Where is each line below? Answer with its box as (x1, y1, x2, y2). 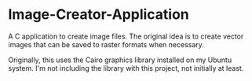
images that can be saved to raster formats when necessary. (8, 39, 204, 49)
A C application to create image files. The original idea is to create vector (8, 31, 244, 41)
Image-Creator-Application (8, 6, 190, 24)
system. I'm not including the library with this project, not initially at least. (8, 63, 244, 72)
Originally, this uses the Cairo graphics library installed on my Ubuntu (8, 55, 232, 64)
